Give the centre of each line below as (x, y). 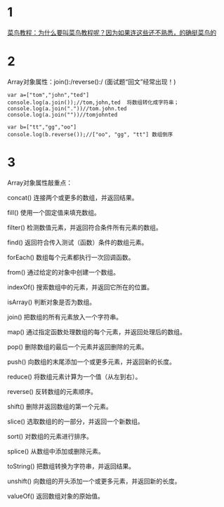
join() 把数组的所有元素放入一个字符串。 (65, 317)
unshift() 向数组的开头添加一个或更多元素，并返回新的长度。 (94, 481)
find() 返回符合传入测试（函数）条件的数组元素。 (78, 242)
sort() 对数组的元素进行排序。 (50, 436)
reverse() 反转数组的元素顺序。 (52, 391)
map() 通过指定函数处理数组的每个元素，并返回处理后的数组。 (97, 331)
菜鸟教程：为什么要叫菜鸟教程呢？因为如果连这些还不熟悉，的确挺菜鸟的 (112, 32)
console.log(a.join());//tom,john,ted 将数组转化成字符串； (93, 103)
